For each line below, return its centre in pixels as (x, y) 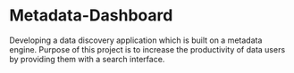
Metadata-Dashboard (91, 16)
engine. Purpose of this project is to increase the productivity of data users (147, 49)
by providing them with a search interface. (87, 59)
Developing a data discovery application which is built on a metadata (136, 40)
